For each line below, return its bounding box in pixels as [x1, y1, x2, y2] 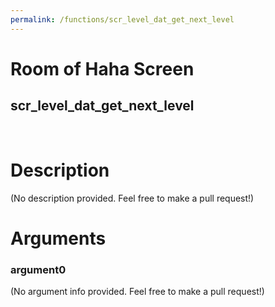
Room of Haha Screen [10, 57, 195, 80]
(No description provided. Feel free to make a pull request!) [10, 192, 255, 204]
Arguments [10, 227, 107, 250]
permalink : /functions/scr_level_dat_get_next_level [10, 14, 235, 25]
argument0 [10, 262, 67, 276]
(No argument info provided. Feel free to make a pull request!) [10, 286, 265, 298]
